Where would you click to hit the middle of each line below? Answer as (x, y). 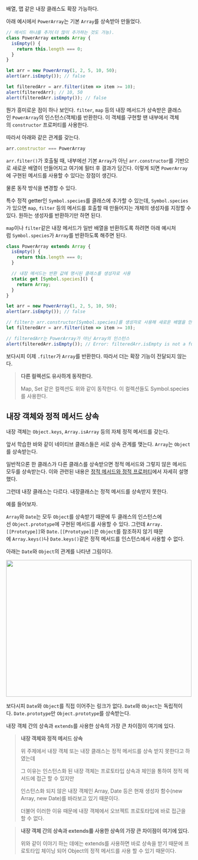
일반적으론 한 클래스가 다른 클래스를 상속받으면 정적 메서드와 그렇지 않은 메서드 (97, 464)
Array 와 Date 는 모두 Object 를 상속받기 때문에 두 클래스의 (71, 517)
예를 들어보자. (22, 504)
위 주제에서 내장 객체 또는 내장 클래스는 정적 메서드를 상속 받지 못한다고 (102, 751)
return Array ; (34, 284)
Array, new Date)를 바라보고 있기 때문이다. (70, 798)
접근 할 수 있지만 (55, 778)
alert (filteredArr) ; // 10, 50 (44, 92)
